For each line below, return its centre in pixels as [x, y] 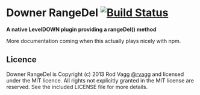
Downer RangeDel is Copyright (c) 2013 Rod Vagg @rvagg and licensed [95, 74]
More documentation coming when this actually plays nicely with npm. [94, 41]
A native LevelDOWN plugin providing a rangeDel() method [81, 29]
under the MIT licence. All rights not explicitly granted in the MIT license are [100, 80]
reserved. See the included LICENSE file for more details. [77, 87]
